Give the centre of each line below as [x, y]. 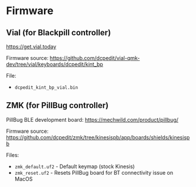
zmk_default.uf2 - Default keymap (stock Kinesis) [75, 166]
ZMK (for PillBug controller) [57, 106]
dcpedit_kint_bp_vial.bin [46, 88]
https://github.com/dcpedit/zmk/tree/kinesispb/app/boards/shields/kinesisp [98, 137]
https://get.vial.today [31, 46]
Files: [13, 155]
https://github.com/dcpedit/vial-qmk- [95, 58]
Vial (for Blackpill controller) [59, 33]
